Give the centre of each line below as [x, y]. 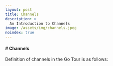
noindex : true [20, 33]
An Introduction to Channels [40, 23]
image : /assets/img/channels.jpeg [41, 28]
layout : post [19, 10]
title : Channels [22, 14]
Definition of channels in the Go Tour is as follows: [57, 59]
